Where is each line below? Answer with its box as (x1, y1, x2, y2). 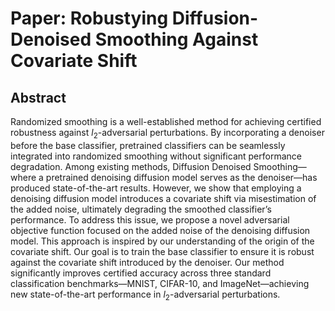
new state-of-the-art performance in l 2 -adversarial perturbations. (10, 288, 281, 302)
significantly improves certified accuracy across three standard (10, 267, 272, 279)
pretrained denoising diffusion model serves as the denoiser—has (45, 171, 318, 183)
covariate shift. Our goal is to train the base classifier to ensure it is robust (10, 245, 315, 257)
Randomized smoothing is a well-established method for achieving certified (10, 116, 322, 127)
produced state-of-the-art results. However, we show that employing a (10, 182, 302, 194)
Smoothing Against (94, 28, 259, 51)
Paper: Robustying (10, 7, 169, 30)
